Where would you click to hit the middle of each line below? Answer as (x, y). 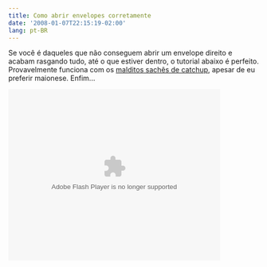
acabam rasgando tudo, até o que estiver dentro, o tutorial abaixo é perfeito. (133, 61)
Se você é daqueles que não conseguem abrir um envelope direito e (120, 53)
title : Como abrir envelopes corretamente (80, 15)
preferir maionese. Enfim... (52, 78)
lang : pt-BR (28, 30)
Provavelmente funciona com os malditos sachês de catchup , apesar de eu (132, 70)
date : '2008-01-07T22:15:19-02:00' (67, 23)
